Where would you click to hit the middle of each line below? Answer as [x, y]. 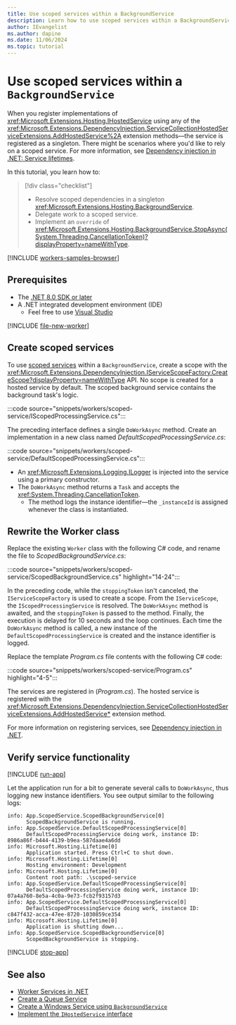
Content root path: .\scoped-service [81, 878]
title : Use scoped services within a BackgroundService [91, 14]
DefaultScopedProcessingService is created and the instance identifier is [112, 636]
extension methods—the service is [173, 135]
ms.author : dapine [34, 33]
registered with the [34, 699]
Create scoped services [61, 348]
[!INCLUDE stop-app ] [38, 952]
